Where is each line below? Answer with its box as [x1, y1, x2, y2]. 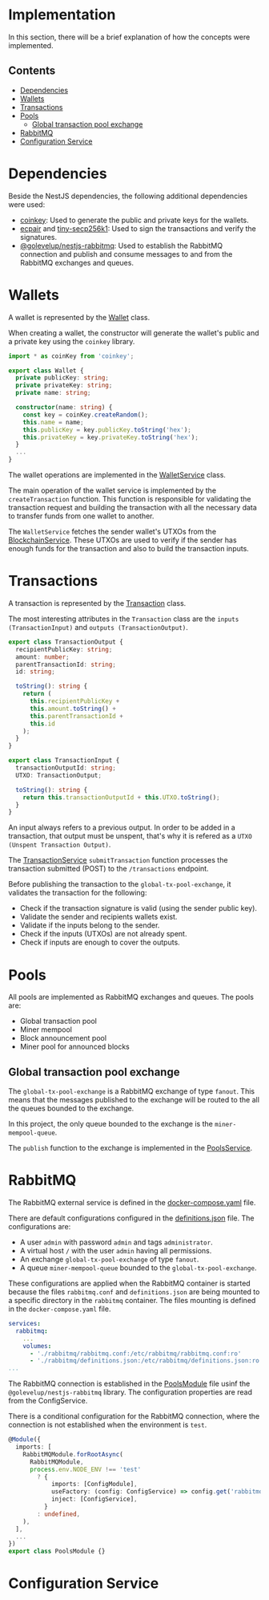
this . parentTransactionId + [29, 712, 124, 720]
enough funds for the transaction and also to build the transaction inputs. [8, 544, 250, 553]
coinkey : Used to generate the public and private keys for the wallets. [19, 215, 250, 225]
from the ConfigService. [8, 1396, 88, 1406]
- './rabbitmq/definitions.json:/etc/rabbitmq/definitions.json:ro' [29, 1357, 263, 1365]
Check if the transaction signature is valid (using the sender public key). [19, 904, 258, 913]
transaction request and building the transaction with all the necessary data [8, 503, 258, 512]
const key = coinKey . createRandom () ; [22, 411, 149, 419]
